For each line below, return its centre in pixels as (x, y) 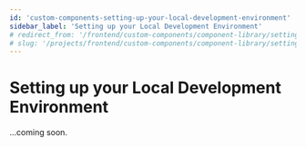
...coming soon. (39, 132)
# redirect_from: (42, 34)
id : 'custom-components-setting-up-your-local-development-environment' (150, 18)
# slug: (24, 43)
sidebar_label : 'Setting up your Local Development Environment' (136, 26)
